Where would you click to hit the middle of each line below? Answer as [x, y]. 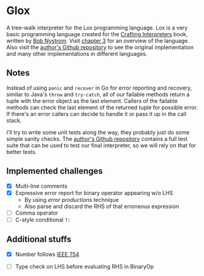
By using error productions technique [72, 199]
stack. [14, 120]
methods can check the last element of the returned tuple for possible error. [102, 107]
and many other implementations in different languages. [77, 53]
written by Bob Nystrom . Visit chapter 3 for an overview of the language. [98, 40]
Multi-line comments [41, 186]
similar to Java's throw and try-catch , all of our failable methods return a [98, 94]
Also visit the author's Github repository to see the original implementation [100, 47]
